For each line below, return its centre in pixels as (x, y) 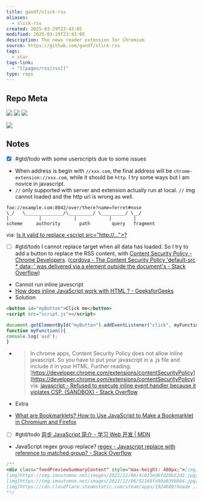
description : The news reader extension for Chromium (76, 40)
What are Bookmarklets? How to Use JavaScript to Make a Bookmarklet (104, 416)
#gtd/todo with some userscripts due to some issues (81, 159)
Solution (25, 297)
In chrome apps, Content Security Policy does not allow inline (106, 353)
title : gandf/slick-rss (36, 12)
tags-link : (20, 62)
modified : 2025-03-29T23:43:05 (46, 35)
